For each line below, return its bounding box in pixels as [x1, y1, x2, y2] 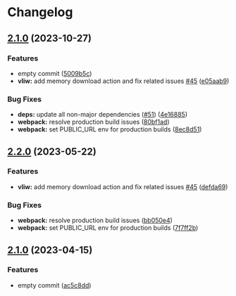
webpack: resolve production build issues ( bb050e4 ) [17, 216, 173, 225]
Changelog [7, 4, 73, 20]
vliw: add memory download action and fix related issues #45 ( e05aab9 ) [17, 77, 230, 85]
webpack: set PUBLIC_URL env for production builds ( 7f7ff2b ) [17, 224, 199, 232]
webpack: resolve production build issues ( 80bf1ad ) [17, 117, 170, 127]
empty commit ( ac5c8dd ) [17, 281, 92, 289]
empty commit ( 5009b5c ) [17, 69, 92, 77]
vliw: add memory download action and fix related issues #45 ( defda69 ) [17, 182, 228, 191]
